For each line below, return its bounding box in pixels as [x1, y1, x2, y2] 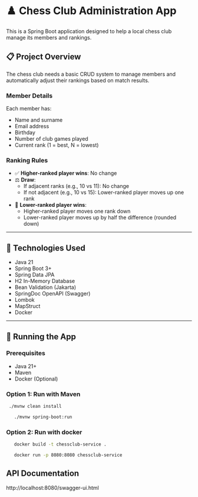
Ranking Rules [6, 156, 48, 164]
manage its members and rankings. [6, 34, 92, 41]
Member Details [6, 92, 53, 100]
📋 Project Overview [6, 52, 81, 62]
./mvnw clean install [8, 404, 62, 410]
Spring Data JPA [14, 271, 55, 278]
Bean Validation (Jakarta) [14, 284, 77, 291]
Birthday [14, 129, 35, 136]
